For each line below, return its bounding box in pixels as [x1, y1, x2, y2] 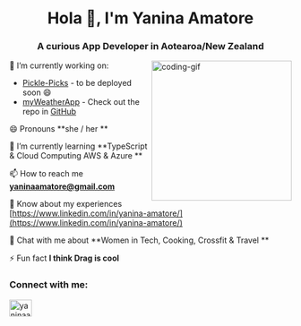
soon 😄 [21, 87, 52, 98]
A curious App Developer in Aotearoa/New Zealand [37, 40, 264, 53]
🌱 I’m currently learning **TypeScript [9, 141, 148, 151]
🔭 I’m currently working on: [9, 60, 109, 71]
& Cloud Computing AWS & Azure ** [9, 150, 143, 161]
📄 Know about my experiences [9, 199, 123, 210]
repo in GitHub [21, 107, 77, 117]
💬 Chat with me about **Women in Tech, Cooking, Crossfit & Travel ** [9, 235, 270, 245]
